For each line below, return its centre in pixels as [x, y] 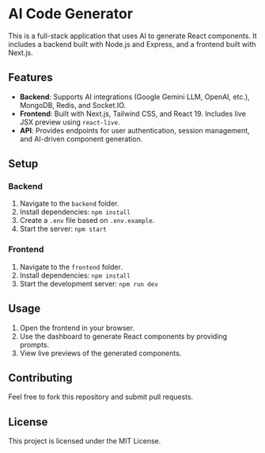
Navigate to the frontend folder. [71, 267]
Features [30, 77]
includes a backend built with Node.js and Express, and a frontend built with [132, 44]
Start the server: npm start [63, 229]
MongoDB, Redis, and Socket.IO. [73, 105]
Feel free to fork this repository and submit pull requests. [101, 397]
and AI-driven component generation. [81, 139]
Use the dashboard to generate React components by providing [123, 336]
